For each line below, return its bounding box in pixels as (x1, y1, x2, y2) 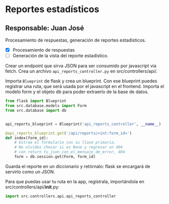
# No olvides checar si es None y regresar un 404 (14, 145, 123, 150)
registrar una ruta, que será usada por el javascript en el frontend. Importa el (5, 84, 164, 90)
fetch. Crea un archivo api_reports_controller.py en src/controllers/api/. (5, 68, 158, 74)
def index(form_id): (5, 135, 49, 140)
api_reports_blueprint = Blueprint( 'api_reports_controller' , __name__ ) (5, 121, 161, 127)
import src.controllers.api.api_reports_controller (5, 193, 116, 198)
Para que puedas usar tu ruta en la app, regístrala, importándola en (5, 178, 145, 184)
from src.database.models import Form (5, 103, 87, 108)
